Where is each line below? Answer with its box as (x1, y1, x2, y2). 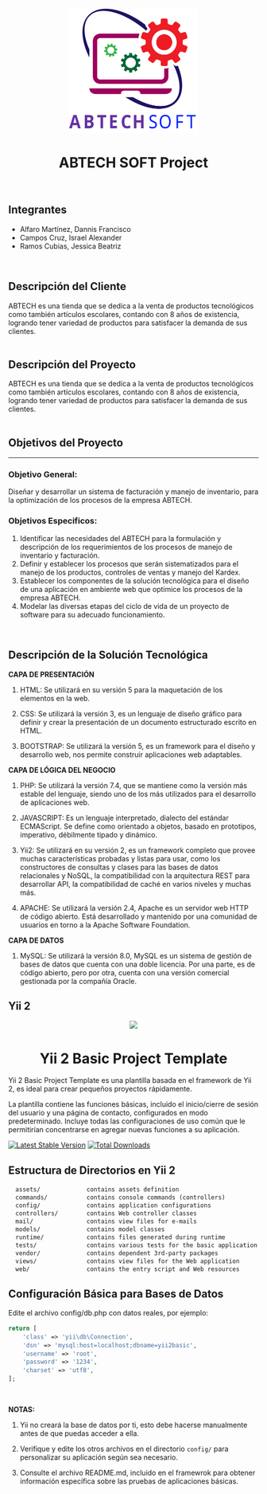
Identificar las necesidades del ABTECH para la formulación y (19, 533, 222, 543)
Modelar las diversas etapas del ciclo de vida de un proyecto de (19, 601, 230, 610)
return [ (8, 1324, 37, 1332)
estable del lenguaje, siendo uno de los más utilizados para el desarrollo (19, 789, 257, 798)
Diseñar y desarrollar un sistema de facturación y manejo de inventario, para (8, 487, 259, 496)
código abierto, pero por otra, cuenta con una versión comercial (19, 967, 230, 977)
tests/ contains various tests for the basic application (15, 1241, 258, 1249)
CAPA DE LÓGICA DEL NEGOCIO (8, 765, 116, 774)
